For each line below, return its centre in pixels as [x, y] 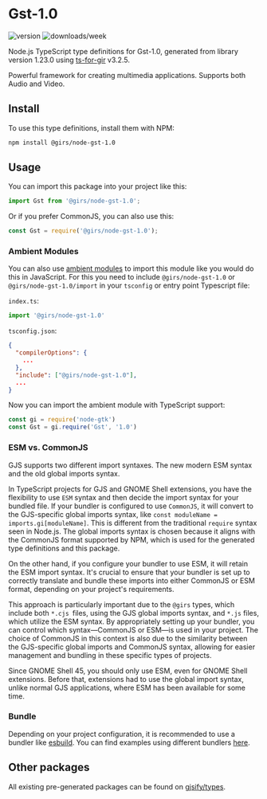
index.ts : [24, 301]
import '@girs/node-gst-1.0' [57, 315]
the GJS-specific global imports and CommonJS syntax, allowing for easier [132, 647]
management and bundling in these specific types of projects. [110, 655]
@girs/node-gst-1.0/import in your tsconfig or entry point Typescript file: [129, 286]
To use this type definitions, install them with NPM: [92, 127]
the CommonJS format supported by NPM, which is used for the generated [132, 539]
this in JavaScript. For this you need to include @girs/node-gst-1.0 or [122, 277]
